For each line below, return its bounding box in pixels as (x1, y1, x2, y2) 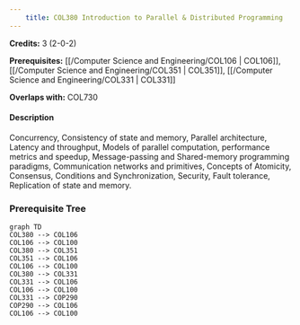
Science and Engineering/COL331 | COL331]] (9, 74, 176, 85)
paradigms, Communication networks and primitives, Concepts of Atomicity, (9, 161, 292, 171)
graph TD (9, 223, 42, 232)
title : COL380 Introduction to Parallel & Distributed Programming (25, 13, 283, 22)
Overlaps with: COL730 (9, 92, 99, 102)
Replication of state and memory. (9, 180, 132, 190)
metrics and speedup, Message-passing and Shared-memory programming (9, 151, 290, 162)
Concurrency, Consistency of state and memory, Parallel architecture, (9, 132, 268, 143)
